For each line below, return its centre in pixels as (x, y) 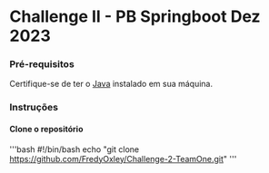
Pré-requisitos (42, 64)
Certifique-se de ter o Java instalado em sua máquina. (111, 84)
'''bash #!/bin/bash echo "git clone (74, 149)
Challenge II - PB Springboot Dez (135, 17)
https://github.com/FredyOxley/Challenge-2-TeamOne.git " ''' (123, 159)
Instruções (34, 108)
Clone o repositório (46, 129)
